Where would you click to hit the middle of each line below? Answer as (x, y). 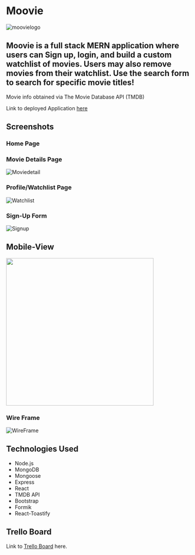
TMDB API (27, 494)
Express (24, 482)
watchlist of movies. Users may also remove (89, 64)
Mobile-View (30, 247)
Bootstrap (27, 501)
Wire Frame (23, 418)
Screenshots (30, 127)
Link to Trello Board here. (37, 546)
